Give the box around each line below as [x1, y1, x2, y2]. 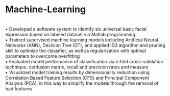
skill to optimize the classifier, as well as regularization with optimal [5, 47, 147, 54]
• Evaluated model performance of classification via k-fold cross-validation [5, 58, 163, 64]
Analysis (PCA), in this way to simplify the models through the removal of [5, 80, 159, 86]
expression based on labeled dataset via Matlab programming [5, 31, 135, 37]
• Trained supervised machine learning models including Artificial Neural [5, 37, 158, 43]
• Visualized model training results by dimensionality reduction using [5, 69, 150, 75]
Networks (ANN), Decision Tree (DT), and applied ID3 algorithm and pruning [5, 42, 165, 48]
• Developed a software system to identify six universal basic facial [5, 26, 147, 32]
